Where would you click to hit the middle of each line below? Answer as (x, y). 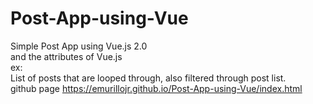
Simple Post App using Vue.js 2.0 (79, 46)
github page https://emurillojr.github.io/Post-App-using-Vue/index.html (156, 88)
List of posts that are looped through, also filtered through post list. (148, 78)
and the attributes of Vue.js (66, 56)
